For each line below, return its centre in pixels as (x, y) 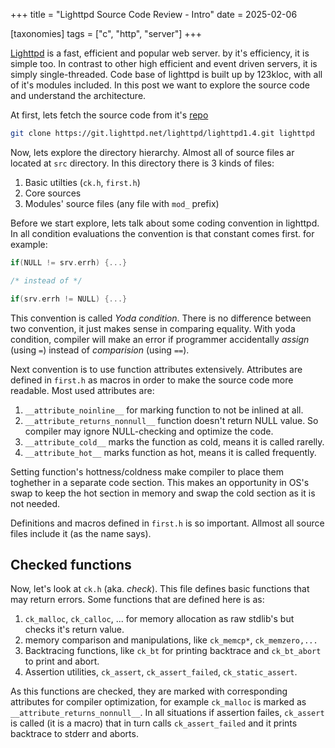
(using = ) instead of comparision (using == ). (100, 350)
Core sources (53, 193)
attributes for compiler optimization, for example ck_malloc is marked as (158, 702)
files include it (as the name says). (81, 533)
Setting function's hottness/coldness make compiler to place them (147, 471)
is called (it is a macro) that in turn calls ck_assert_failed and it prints (154, 723)
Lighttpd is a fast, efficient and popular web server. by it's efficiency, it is (160, 53)
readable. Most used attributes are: (82, 390)
